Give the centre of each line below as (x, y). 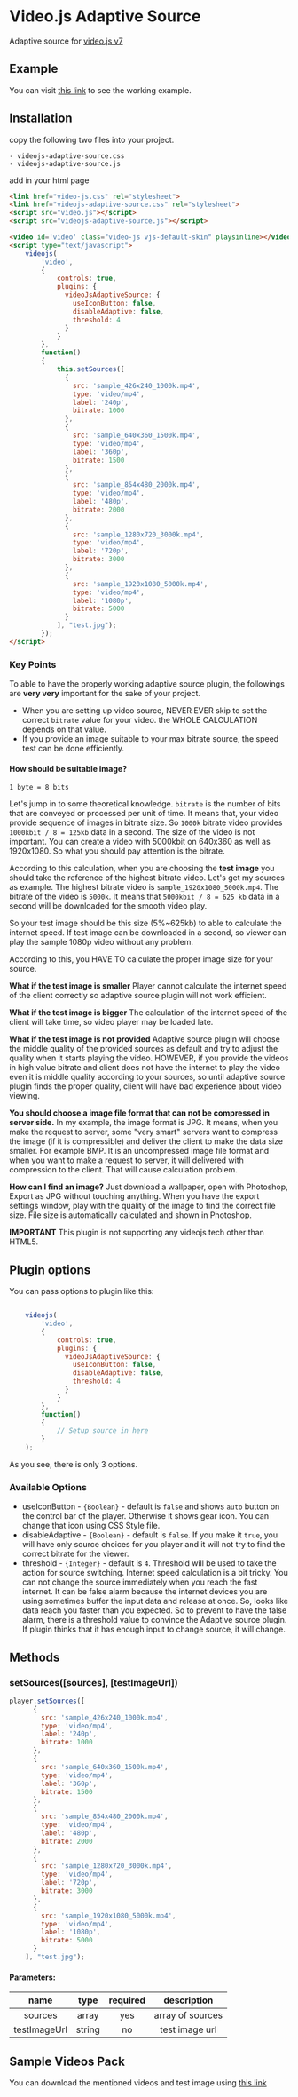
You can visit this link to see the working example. (101, 90)
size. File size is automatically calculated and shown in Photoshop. (131, 1215)
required (127, 2000)
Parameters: (32, 1977)
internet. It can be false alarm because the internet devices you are (145, 1592)
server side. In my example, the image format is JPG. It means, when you (143, 1123)
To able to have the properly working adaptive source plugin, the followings (147, 684)
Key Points (33, 664)
